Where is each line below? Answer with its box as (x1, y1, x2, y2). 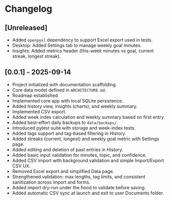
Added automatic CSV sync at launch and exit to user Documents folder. (12, 190, 164, 196)
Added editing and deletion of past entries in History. (12, 146, 123, 153)
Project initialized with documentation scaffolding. (12, 81, 118, 87)
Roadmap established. (12, 92, 60, 98)
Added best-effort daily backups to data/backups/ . (12, 119, 118, 125)
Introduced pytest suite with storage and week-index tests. (12, 124, 136, 131)
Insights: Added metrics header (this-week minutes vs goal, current (12, 48, 154, 54)
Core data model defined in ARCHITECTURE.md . (12, 87, 106, 93)
